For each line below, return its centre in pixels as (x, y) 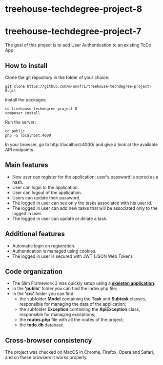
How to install (26, 65)
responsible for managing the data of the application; (73, 304)
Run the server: (20, 122)
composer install (23, 113)
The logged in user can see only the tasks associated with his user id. (82, 203)
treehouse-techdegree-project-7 (73, 32)
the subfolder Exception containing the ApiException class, (80, 309)
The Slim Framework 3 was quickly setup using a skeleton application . (83, 283)
